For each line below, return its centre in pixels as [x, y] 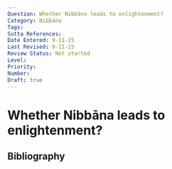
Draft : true [25, 80]
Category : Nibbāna [34, 21]
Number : [19, 73]
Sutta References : [34, 34]
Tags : [15, 27]
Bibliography [36, 156]
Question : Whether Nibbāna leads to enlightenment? [85, 14]
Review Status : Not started [49, 54]
